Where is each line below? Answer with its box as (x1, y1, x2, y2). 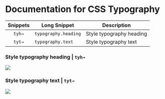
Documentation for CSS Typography (5, 4, 160, 15)
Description (102, 22, 131, 29)
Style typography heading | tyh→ (5, 53, 86, 60)
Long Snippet (41, 22, 74, 29)
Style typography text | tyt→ (5, 77, 75, 84)
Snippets (8, 22, 30, 29)
